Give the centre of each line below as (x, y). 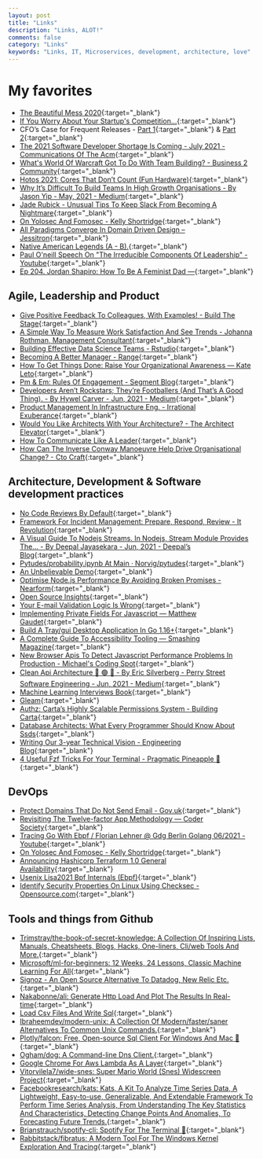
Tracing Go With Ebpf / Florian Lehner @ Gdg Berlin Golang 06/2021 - (132, 836)
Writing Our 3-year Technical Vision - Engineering (100, 742)
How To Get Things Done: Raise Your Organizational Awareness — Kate (135, 365)
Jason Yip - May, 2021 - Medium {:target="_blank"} (102, 196)
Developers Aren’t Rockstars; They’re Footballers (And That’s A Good (131, 390)
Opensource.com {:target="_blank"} (77, 894)
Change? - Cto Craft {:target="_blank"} (82, 457)
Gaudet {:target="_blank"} (61, 621)
